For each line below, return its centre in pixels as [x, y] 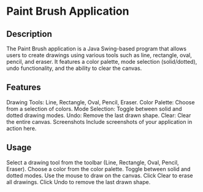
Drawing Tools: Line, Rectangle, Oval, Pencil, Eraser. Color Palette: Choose [101, 102]
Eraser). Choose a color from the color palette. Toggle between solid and [98, 169]
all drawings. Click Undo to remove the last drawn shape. [79, 182]
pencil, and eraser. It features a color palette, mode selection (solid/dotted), [102, 62]
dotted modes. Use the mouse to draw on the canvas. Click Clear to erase [100, 175]
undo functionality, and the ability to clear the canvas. [74, 68]
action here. [21, 128]
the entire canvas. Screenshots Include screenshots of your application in [99, 121]
